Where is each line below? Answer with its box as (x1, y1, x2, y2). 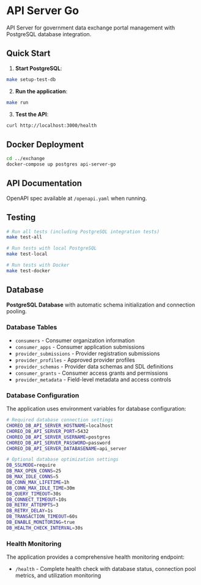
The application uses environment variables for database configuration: (6, 405, 186, 413)
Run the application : (15, 87, 68, 95)
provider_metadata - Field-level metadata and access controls (15, 375, 172, 383)
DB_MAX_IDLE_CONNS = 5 (6, 473, 59, 480)
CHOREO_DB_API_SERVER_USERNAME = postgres (6, 434, 111, 440)
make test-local (6, 251, 48, 258)
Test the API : (15, 110, 49, 118)
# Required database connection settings (6, 417, 114, 423)
